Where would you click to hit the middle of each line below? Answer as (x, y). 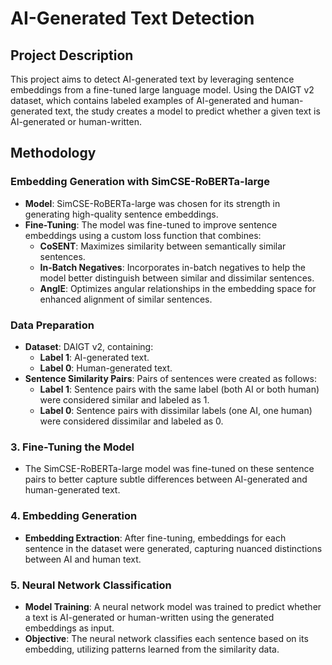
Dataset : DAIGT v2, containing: (89, 346)
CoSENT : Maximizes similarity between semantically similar (163, 246)
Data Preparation (52, 325)
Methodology (53, 153)
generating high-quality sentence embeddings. (121, 214)
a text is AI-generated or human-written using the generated (149, 617)
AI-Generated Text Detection (132, 18)
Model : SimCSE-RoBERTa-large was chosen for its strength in (152, 203)
